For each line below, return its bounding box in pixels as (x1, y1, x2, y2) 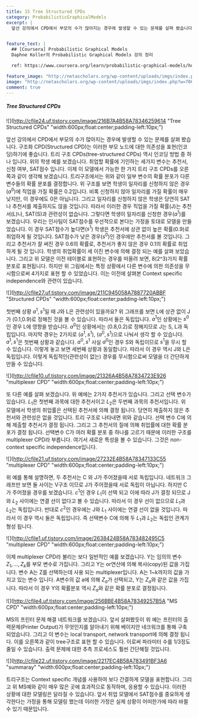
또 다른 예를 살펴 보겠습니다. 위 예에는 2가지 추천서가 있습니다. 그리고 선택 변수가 (6, 391, 192, 398)
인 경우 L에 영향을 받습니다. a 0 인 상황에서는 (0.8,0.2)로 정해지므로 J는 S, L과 (6, 322, 183, 330)
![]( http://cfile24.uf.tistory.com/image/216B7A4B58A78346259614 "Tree (6, 118, 181, 125)
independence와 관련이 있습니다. (6, 277, 84, 284)
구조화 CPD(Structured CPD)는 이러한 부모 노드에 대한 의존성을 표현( (18, 143, 179, 151)
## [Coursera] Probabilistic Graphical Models (11, 47, 128, 53)
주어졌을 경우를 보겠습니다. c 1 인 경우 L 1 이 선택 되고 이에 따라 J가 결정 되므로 (12, 488, 186, 497)
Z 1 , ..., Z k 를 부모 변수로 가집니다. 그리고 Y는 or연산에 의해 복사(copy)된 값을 (6, 560, 179, 569)
